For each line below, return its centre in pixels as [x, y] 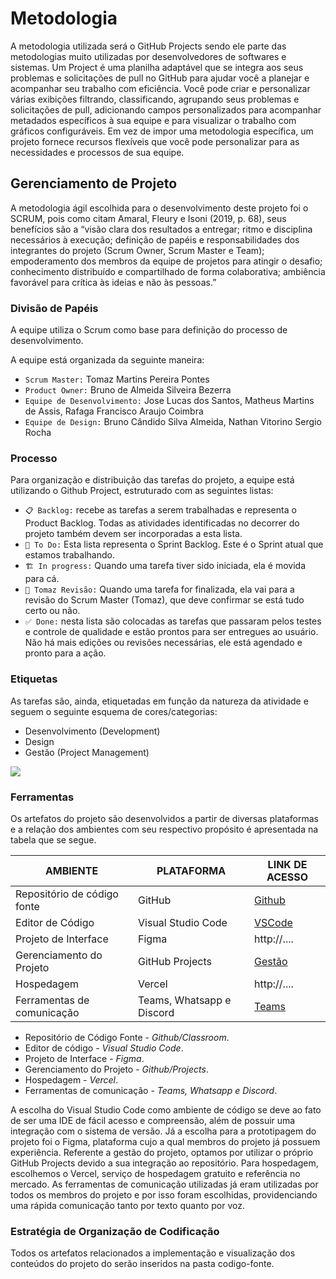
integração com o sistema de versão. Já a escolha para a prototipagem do [163, 1131]
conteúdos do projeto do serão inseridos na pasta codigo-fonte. [142, 1264]
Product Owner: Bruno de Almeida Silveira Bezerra [128, 390]
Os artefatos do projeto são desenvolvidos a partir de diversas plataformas [164, 818]
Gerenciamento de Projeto [94, 183]
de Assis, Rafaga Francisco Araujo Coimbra [114, 411]
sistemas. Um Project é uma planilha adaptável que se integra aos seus [157, 67]
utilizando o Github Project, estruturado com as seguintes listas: [142, 491]
